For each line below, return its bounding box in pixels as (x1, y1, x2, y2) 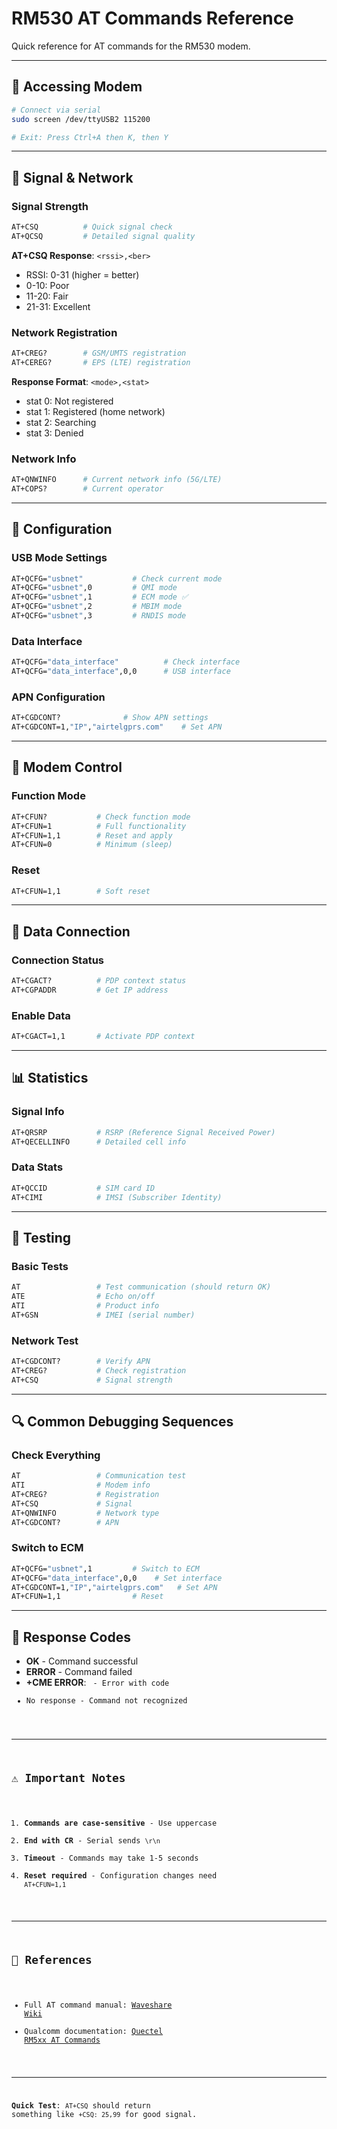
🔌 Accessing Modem (11, 78, 143, 96)
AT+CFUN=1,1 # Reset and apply (11, 830, 173, 841)
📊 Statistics (11, 1070, 89, 1087)
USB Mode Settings (11, 551, 108, 565)
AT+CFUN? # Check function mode (11, 812, 191, 822)
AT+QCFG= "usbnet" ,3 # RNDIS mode (11, 611, 187, 621)
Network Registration (11, 325, 118, 339)
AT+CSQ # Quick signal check (11, 222, 173, 232)
